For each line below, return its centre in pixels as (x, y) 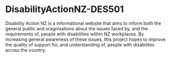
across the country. (26, 50)
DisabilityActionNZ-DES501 (65, 9)
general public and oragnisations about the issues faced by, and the (77, 28)
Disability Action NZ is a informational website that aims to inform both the (83, 23)
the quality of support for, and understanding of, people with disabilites (80, 44)
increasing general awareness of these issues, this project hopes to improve (86, 39)
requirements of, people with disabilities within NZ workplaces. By (75, 34)
